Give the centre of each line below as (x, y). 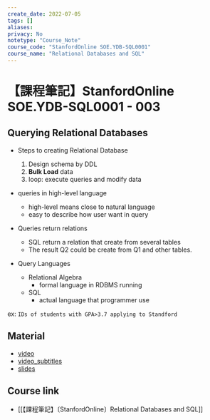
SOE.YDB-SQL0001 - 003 (84, 107)
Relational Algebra (55, 277)
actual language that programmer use (94, 299)
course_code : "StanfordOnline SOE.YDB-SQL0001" (79, 47)
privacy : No (25, 34)
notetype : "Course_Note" (44, 41)
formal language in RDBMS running (90, 285)
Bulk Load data (51, 171)
